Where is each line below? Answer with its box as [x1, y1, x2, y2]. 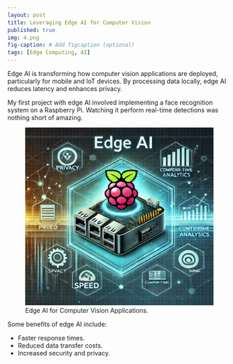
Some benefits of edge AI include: [7, 320, 107, 328]
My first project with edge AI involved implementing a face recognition [7, 98, 213, 107]
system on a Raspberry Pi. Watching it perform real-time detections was [7, 106, 219, 114]
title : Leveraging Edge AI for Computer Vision [7, 18, 151, 26]
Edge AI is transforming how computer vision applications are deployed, [7, 70, 218, 77]
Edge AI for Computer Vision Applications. [25, 306, 149, 314]
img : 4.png [7, 34, 40, 41]
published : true [7, 26, 55, 33]
